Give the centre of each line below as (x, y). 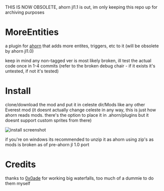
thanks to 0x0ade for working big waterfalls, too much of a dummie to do (80, 178)
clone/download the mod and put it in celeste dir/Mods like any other (75, 104)
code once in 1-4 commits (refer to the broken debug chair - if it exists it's (80, 65)
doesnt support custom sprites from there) (48, 120)
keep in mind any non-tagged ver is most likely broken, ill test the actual (78, 61)
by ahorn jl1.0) (20, 51)
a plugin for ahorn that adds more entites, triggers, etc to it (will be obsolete (82, 46)
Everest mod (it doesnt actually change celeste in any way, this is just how (81, 110)
